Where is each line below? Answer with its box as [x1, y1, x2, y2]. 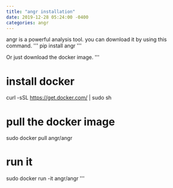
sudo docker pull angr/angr [6, 135, 73, 142]
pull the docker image [6, 115, 116, 128]
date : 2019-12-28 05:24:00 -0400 [6, 14, 89, 20]
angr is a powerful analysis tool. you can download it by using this [6, 36, 167, 43]
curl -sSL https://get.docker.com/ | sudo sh [6, 94, 112, 101]
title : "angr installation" [6, 8, 76, 15]
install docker [6, 75, 75, 88]
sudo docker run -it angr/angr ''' [6, 175, 85, 182]
